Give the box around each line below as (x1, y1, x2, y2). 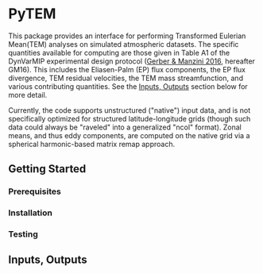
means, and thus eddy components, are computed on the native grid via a (8, 130, 250, 140)
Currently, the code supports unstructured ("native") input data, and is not (8, 105, 251, 115)
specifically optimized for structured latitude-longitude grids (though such (8, 114, 251, 123)
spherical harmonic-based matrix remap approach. (8, 139, 176, 149)
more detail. (8, 90, 48, 99)
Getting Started (8, 162, 87, 176)
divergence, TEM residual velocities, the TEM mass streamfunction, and (8, 73, 244, 83)
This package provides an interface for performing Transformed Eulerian (8, 31, 246, 41)
